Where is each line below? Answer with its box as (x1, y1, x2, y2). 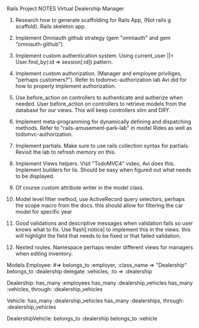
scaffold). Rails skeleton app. (15, 23, 86, 30)
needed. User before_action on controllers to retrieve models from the (15, 100, 187, 107)
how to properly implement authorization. (15, 82, 117, 90)
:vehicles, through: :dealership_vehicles (7, 286, 103, 292)
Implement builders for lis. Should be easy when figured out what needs (15, 166, 191, 173)
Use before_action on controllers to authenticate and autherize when (15, 94, 183, 101)
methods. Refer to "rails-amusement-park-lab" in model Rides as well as (15, 125, 192, 131)
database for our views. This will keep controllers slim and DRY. (15, 107, 171, 113)
